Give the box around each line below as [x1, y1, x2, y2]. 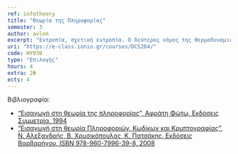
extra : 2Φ [7, 69, 37, 76]
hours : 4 [7, 63, 33, 70]
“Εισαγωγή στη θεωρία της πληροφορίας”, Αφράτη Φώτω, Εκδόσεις [17, 109, 220, 117]
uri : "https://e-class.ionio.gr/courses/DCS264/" [7, 43, 157, 50]
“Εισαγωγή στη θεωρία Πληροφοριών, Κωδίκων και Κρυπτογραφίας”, [17, 124, 223, 133]
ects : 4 [7, 76, 30, 83]
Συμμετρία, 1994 [17, 117, 67, 125]
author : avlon [7, 30, 50, 37]
